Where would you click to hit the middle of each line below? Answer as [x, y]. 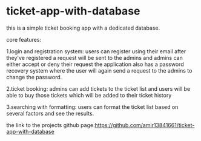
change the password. [34, 77]
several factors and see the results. [50, 113]
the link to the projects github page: [51, 125]
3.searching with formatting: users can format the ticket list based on [92, 107]
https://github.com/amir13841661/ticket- [145, 125]
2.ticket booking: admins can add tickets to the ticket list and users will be [98, 88]
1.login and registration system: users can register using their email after [96, 51]
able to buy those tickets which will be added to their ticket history [89, 95]
